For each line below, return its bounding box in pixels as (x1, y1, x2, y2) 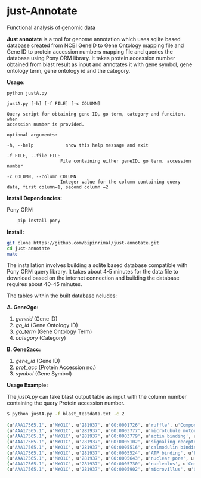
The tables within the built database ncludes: (7, 292, 117, 299)
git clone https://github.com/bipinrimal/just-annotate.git (7, 240, 160, 246)
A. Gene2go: (7, 304, 39, 311)
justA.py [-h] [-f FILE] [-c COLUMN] (7, 100, 101, 107)
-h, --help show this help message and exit (7, 142, 149, 148)
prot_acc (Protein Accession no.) (15, 364, 97, 371)
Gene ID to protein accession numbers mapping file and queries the (7, 48, 174, 55)
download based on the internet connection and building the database (7, 274, 180, 281)
